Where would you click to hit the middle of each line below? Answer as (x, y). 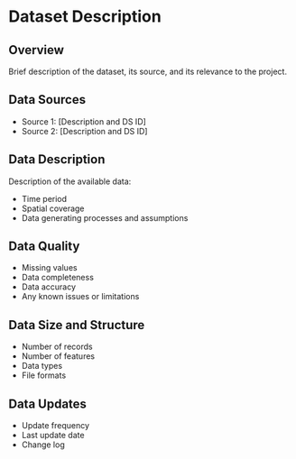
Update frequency (55, 426)
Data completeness (57, 278)
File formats (44, 375)
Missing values (49, 268)
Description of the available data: (70, 181)
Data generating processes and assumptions (105, 217)
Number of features (58, 356)
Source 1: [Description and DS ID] (83, 121)
